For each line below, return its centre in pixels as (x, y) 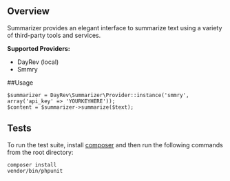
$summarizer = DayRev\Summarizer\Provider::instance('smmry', (98, 95)
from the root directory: (40, 152)
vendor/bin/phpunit (35, 171)
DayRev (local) (38, 62)
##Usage (20, 83)
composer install (32, 164)
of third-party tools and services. (54, 35)
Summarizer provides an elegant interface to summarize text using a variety (115, 28)
